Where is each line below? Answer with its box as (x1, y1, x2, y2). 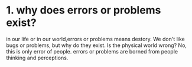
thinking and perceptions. (6, 54, 69, 61)
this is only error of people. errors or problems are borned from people (6, 48, 178, 55)
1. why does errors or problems (6, 4, 161, 17)
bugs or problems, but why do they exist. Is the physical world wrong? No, (6, 42, 187, 49)
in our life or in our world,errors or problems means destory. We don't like (6, 35, 185, 42)
